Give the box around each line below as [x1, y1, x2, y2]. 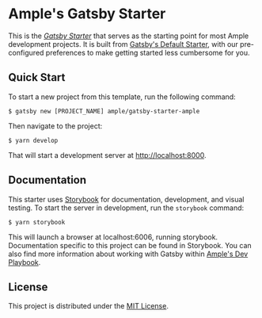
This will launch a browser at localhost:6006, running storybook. [8, 232, 218, 242]
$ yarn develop [8, 136, 59, 144]
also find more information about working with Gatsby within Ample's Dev [8, 249, 249, 259]
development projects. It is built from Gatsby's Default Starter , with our [8, 39, 239, 48]
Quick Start [8, 71, 66, 84]
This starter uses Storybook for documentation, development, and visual [8, 194, 245, 204]
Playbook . [8, 257, 41, 266]
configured [8, 48, 44, 57]
